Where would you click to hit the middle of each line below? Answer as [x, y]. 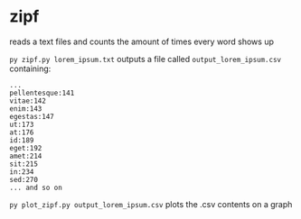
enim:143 [26, 109]
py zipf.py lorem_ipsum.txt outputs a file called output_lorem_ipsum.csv [146, 59]
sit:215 [24, 164]
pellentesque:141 [42, 93]
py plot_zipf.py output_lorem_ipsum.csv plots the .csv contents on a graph [151, 204]
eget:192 [26, 148]
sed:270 [24, 179]
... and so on [36, 187]
